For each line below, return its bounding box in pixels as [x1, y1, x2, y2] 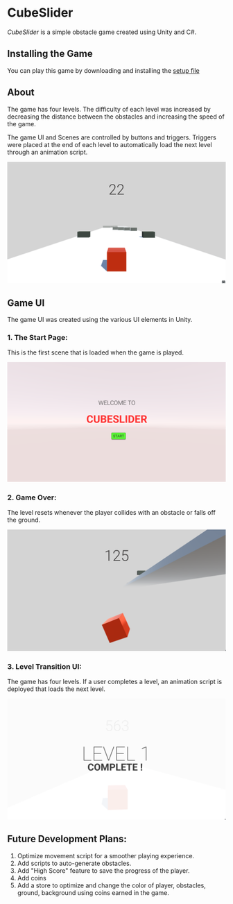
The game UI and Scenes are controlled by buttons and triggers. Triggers [7, 133, 217, 142]
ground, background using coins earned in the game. [17, 888, 170, 896]
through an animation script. [7, 148, 88, 156]
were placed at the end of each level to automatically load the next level [7, 140, 213, 148]
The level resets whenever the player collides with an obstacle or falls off [7, 509, 216, 517]
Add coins [17, 873, 46, 882]
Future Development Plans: [7, 833, 127, 845]
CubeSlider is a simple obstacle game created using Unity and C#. [7, 28, 197, 36]
